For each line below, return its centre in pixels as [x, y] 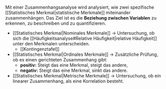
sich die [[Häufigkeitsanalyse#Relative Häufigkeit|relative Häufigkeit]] [85, 38]
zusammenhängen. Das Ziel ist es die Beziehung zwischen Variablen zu [81, 18]
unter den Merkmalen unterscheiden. [51, 44]
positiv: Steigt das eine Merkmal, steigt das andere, [74, 65]
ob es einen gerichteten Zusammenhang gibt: [60, 60]
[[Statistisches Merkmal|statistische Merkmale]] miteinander [68, 13]
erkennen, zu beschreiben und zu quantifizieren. [56, 23]
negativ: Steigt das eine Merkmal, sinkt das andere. [74, 70]
